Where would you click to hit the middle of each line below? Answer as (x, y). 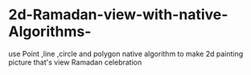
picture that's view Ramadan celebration (75, 62)
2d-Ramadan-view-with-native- (118, 15)
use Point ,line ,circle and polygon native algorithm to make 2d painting (126, 53)
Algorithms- (50, 32)
